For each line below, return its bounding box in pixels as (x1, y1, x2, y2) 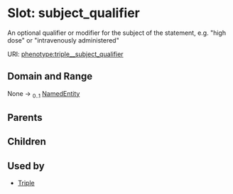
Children (7, 136, 46, 148)
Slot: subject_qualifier (7, 5, 140, 21)
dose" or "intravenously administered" (7, 36, 119, 44)
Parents (7, 112, 43, 124)
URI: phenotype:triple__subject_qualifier (7, 50, 124, 58)
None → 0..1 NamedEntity (7, 89, 80, 99)
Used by (7, 160, 45, 172)
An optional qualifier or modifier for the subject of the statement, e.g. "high (7, 28, 226, 37)
